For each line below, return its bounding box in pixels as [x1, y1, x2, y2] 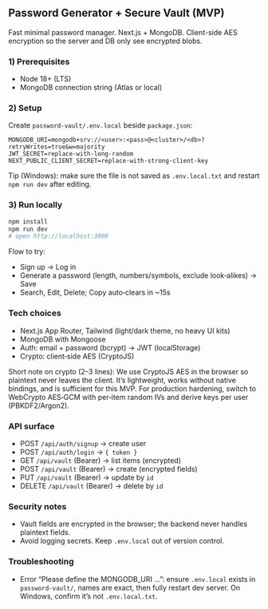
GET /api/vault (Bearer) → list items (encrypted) [19, 455, 182, 465]
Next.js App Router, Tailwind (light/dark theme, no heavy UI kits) [19, 326, 231, 335]
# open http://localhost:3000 [8, 232, 109, 240]
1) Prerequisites [8, 56, 70, 67]
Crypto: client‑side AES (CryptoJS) [19, 351, 135, 361]
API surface [8, 421, 55, 432]
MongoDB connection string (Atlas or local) [19, 83, 163, 93]
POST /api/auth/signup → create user [19, 438, 146, 448]
